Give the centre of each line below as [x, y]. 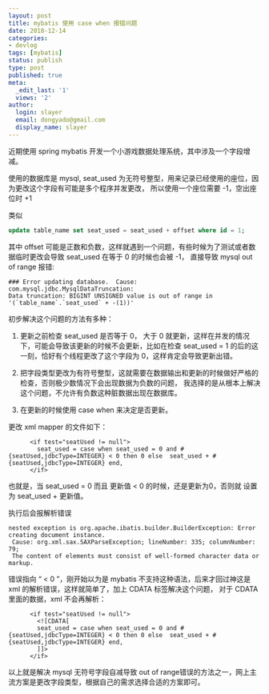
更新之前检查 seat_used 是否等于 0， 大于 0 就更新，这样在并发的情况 [135, 335]
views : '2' [34, 98]
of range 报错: [31, 267]
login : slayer [39, 113]
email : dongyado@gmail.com [60, 120]
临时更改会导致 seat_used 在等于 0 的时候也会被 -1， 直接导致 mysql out [134, 256]
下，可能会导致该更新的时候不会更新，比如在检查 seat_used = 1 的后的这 [139, 346]
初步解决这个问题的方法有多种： [61, 319]
